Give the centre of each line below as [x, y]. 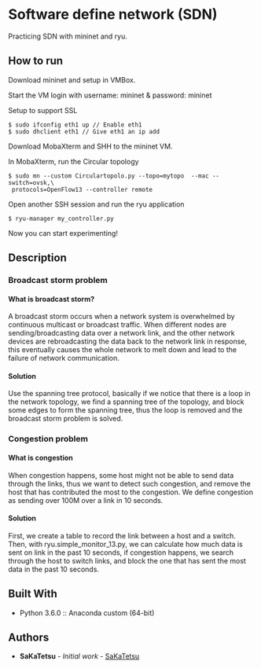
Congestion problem [48, 439]
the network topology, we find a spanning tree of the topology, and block [126, 402]
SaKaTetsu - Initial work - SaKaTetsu [79, 656]
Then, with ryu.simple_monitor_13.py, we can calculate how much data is [126, 544]
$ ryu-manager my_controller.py [61, 218]
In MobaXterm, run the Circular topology [74, 161]
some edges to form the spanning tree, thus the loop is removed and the [125, 410]
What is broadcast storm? [51, 299]
